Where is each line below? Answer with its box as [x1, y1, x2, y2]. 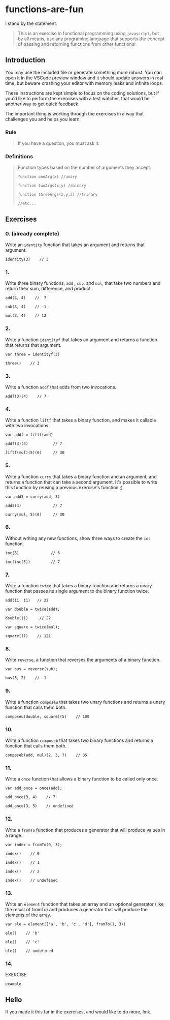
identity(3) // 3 [5, 257, 49, 262]
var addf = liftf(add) [5, 432, 53, 438]
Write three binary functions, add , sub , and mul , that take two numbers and [5, 280, 161, 286]
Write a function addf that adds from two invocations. [5, 384, 117, 390]
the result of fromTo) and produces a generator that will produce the [5, 906, 148, 912]
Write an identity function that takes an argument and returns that [5, 242, 145, 248]
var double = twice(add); [5, 607, 60, 612]
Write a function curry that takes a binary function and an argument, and [5, 473, 157, 479]
